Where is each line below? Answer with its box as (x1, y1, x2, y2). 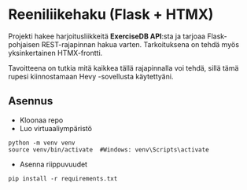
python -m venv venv (8, 139, 76, 147)
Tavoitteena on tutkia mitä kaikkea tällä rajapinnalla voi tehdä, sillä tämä (8, 63, 239, 72)
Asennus (8, 94, 53, 108)
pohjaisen (8, 39, 40, 49)
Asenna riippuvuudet (19, 159, 88, 169)
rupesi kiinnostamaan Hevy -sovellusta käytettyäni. (8, 71, 174, 81)
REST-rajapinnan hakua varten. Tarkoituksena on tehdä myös (41, 39, 240, 49)
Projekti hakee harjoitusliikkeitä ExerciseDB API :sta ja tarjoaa (8, 31, 206, 41)
